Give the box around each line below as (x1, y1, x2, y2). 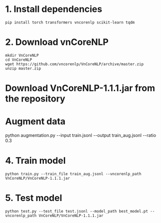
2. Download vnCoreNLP (5, 36, 109, 48)
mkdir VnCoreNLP (5, 53, 39, 58)
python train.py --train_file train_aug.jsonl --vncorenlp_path (5, 171, 142, 176)
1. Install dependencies (5, 3, 102, 15)
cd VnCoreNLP (5, 57, 32, 62)
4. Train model (5, 155, 66, 166)
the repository (5, 93, 66, 105)
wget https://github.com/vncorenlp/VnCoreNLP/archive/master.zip (5, 61, 144, 67)
